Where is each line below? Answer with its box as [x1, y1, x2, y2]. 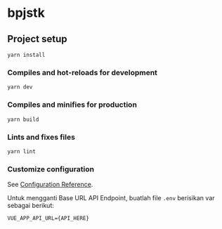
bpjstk [7, 5, 46, 21]
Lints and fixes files [7, 132, 76, 142]
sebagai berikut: [7, 202, 55, 210]
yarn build [7, 116, 39, 123]
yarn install [7, 51, 46, 58]
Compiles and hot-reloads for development [7, 67, 158, 77]
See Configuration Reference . [7, 181, 93, 189]
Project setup [7, 33, 68, 45]
